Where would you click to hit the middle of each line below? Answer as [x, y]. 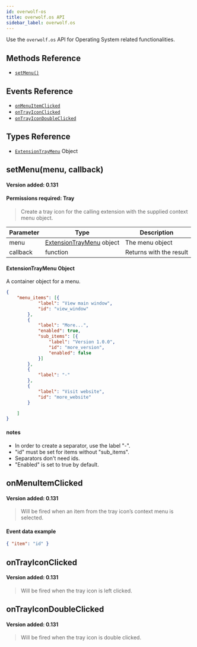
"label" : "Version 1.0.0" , [82, 342]
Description [157, 232]
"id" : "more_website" [65, 397]
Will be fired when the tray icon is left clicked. [76, 591]
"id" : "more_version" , [77, 347]
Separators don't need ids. [47, 458]
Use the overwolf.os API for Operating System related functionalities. [90, 40]
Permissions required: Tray [40, 198]
